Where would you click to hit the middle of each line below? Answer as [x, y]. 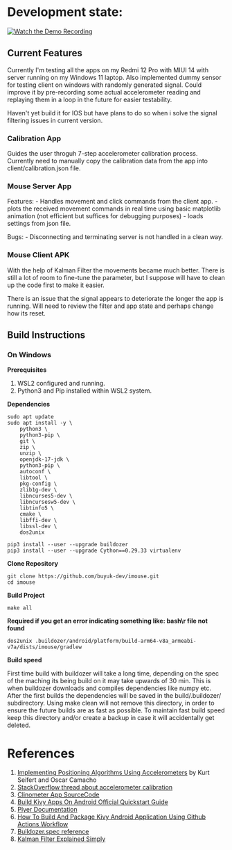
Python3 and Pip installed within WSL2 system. [84, 391]
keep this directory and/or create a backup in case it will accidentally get [111, 718]
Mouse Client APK [38, 255]
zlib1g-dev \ [38, 490]
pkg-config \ [38, 484]
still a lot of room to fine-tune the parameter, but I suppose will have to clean [116, 277]
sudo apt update [30, 417]
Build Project [26, 596]
